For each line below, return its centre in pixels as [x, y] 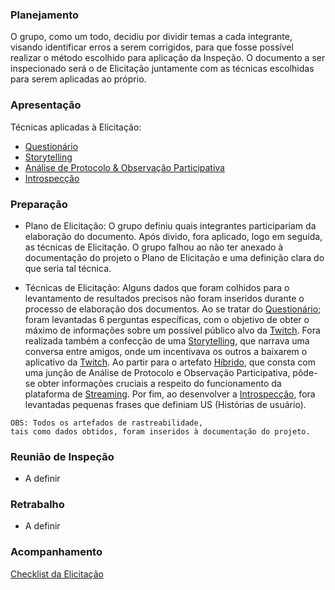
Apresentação [46, 105]
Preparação [39, 204]
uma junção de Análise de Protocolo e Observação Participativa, [157, 372]
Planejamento [45, 15]
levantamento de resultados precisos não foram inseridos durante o [164, 298]
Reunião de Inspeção [62, 456]
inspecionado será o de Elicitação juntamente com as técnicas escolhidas [162, 69]
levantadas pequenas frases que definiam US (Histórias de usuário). [165, 404]
